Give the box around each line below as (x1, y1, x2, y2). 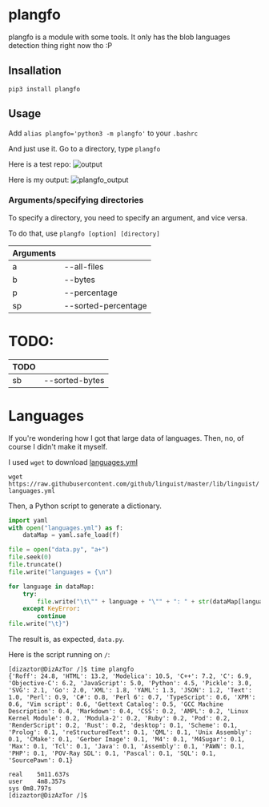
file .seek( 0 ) (8, 553, 52, 562)
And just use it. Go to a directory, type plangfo (8, 143, 161, 153)
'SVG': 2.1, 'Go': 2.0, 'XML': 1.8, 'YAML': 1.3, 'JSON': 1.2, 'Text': (8, 687, 252, 695)
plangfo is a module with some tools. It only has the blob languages (8, 32, 231, 42)
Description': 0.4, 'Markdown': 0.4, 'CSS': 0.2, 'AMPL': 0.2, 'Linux (8, 708, 249, 716)
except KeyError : (22, 605, 81, 613)
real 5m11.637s (8, 771, 70, 779)
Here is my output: (8, 175, 70, 184)
